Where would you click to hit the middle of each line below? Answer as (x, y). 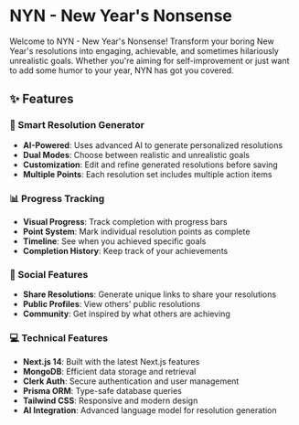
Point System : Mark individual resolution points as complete (136, 231)
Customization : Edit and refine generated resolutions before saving (150, 165)
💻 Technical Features (59, 338)
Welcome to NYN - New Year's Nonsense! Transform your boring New (142, 41)
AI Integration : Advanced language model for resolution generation (149, 410)
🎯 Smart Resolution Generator (77, 125)
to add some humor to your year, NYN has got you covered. (122, 70)
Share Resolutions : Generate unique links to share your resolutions (149, 294)
